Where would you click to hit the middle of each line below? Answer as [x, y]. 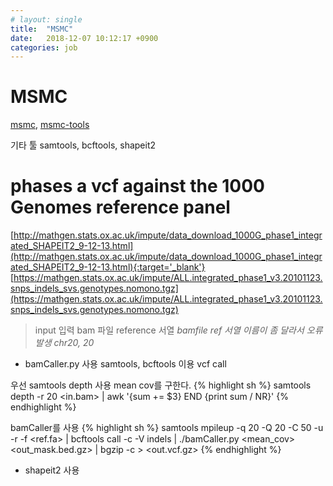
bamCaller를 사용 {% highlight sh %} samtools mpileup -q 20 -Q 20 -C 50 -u [167, 428]
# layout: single [46, 19]
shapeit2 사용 [52, 470]
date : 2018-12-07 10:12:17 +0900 [84, 38]
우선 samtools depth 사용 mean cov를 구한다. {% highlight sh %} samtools [161, 385]
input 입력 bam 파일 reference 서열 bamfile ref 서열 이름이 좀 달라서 [169, 330]
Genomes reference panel [120, 207]
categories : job [44, 47]
